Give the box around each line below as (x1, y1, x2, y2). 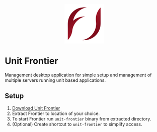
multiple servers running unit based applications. (5, 77, 106, 83)
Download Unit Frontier (12, 105, 60, 111)
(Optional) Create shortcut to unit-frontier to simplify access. (12, 121, 142, 127)
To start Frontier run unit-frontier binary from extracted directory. (12, 115, 151, 121)
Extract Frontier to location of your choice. (12, 110, 100, 116)
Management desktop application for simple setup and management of (5, 72, 152, 78)
